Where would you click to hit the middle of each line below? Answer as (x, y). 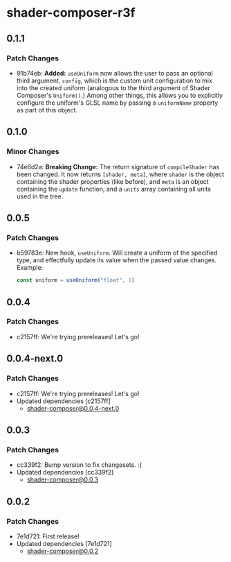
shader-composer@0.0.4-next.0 (73, 408)
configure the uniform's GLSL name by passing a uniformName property (117, 103)
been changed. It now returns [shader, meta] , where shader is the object (120, 174)
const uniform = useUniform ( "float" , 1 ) (75, 280)
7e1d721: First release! (48, 536)
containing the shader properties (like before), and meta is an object (112, 181)
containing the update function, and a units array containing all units (114, 189)
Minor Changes (33, 152)
